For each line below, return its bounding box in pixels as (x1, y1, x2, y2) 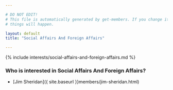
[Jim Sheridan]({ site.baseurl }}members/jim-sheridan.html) (12, 79, 140, 85)
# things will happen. (5, 22, 54, 27)
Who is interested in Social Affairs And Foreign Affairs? (5, 67, 146, 75)
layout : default (5, 31, 40, 36)
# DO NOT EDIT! (5, 12, 38, 17)
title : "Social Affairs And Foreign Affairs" (5, 35, 105, 41)
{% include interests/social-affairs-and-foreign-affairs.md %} (5, 55, 136, 61)
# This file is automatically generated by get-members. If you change (5, 16, 162, 22)
